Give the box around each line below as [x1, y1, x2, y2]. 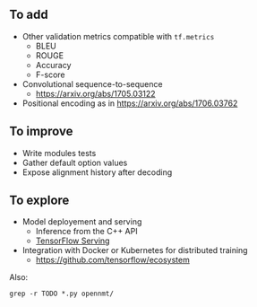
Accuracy [35, 59, 72, 70]
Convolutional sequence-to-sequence [21, 78, 163, 89]
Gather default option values [21, 157, 128, 168]
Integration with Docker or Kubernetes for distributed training [21, 245, 248, 256]
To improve [9, 124, 73, 139]
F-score [35, 69, 65, 80]
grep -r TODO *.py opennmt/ [9, 289, 115, 299]
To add [9, 7, 48, 22]
